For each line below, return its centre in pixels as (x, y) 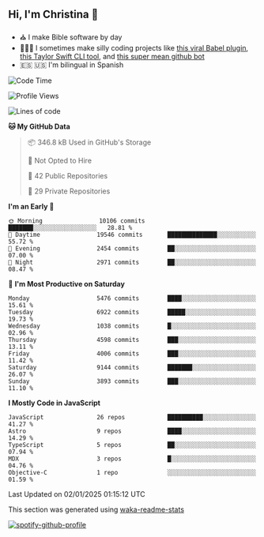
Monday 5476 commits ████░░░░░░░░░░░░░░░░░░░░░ (132, 298)
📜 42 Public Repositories (68, 175)
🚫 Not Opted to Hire (60, 160)
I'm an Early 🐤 (31, 206)
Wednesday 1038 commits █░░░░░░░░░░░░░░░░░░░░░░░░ (132, 326)
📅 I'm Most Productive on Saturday (66, 284)
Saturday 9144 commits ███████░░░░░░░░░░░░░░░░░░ (132, 367)
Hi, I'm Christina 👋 (53, 15)
